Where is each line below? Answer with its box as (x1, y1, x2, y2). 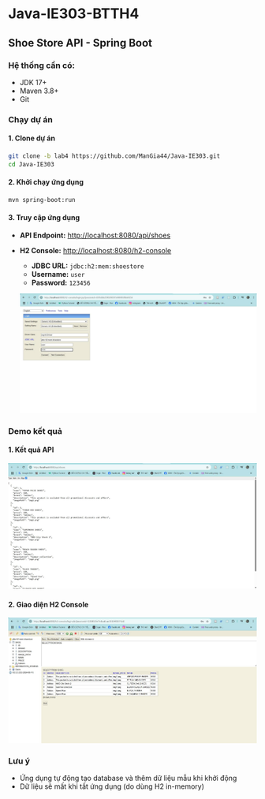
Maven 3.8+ (19, 86, 59, 95)
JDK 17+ (19, 77, 47, 87)
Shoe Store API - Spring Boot (8, 36, 152, 50)
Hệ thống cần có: (8, 60, 75, 71)
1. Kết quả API (8, 445, 54, 454)
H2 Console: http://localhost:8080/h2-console (19, 246, 172, 256)
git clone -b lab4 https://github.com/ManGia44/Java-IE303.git (8, 152, 221, 160)
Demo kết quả (8, 425, 63, 436)
